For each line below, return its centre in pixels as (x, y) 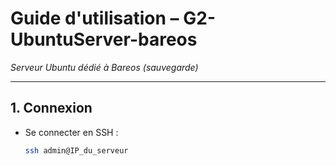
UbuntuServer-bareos (104, 39)
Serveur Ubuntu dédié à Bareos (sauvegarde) (104, 67)
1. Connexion (51, 108)
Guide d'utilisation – (95, 18)
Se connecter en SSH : (71, 132)
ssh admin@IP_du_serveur (76, 150)
